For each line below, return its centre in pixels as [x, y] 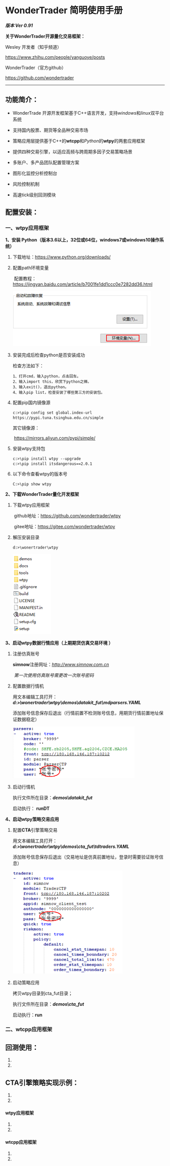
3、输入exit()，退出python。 [41, 387]
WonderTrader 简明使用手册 [64, 10]
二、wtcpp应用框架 [29, 1030]
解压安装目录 [26, 537]
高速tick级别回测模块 [34, 195]
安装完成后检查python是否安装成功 [49, 355]
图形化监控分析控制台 [35, 173]
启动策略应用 [26, 983]
